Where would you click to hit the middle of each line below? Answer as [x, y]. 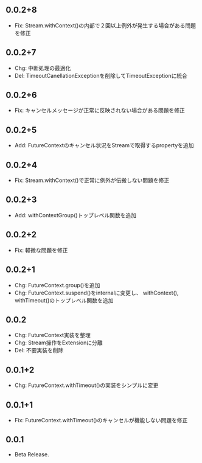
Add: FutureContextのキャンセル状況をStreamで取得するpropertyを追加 [104, 145]
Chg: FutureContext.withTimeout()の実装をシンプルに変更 [86, 385]
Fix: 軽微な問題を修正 [41, 250]
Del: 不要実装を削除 [39, 350]
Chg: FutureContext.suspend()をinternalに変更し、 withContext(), [96, 293]
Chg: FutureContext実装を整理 [52, 335]
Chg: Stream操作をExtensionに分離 [58, 343]
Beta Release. [32, 454]
